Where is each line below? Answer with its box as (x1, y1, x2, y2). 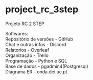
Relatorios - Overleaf (5, 47, 50, 53)
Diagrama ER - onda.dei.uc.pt (5, 68, 67, 75)
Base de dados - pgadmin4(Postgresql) (5, 63, 88, 69)
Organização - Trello (5, 52, 49, 58)
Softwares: (5, 30, 28, 36)
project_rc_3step (5, 4, 79, 15)
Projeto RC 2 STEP (5, 21, 44, 27)
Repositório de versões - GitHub (5, 36, 73, 42)
